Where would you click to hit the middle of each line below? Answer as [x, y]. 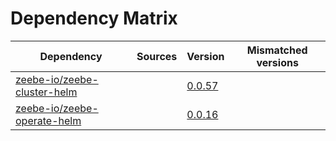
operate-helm [48, 120]
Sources [157, 56]
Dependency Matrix [94, 18]
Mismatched [277, 50]
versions [277, 62]
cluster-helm [46, 92]
